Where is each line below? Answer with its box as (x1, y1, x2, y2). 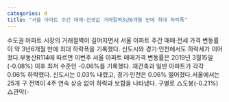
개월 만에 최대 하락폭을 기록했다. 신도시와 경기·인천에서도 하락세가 (34, 44, 210, 53)
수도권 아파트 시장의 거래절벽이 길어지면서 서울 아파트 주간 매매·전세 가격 (7, 36, 201, 44)
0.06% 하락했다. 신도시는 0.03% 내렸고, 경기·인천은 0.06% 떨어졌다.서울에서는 (7, 70, 220, 79)
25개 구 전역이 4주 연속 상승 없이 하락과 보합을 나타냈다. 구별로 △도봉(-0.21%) (7, 79, 219, 87)
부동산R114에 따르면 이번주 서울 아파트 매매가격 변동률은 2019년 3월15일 (19, 53, 214, 62)
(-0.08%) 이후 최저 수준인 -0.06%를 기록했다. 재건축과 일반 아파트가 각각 (7, 62, 204, 70)
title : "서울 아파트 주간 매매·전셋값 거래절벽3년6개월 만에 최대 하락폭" (7, 16, 188, 23)
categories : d (7, 10, 48, 17)
